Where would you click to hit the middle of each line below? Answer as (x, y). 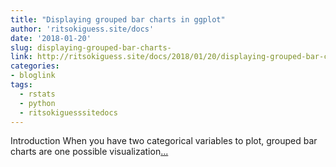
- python (37, 103)
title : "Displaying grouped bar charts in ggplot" (118, 19)
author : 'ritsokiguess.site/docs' (82, 29)
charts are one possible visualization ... (89, 152)
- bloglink (33, 76)
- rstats (37, 94)
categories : (35, 66)
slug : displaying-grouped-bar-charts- (91, 47)
